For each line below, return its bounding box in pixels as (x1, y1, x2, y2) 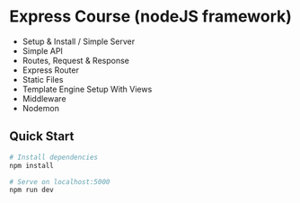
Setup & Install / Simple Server (22, 36, 136, 47)
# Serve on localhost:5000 (9, 177, 110, 186)
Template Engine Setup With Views (22, 84, 153, 94)
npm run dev (9, 186, 54, 195)
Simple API (22, 45, 63, 56)
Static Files (22, 74, 64, 84)
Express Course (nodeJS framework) (9, 6, 292, 27)
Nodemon (22, 102, 60, 113)
